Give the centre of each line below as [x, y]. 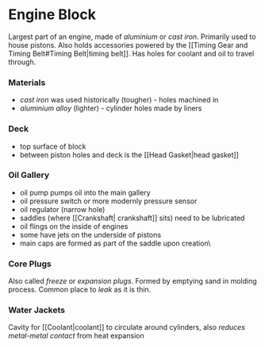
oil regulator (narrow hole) [62, 209]
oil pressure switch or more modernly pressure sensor [108, 201]
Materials [27, 83]
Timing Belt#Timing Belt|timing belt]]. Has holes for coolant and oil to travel [131, 53]
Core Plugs [30, 264]
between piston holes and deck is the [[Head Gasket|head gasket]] [129, 155]
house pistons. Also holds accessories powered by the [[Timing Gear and [128, 44]
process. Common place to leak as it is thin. [80, 290]
